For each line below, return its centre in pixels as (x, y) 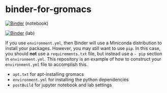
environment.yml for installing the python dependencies (71, 79)
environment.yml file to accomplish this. (46, 64)
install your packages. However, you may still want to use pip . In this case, (83, 48)
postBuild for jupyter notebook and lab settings (62, 85)
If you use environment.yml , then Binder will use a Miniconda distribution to (84, 43)
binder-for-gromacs (48, 9)
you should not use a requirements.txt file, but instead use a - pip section (84, 54)
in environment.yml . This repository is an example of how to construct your (83, 59)
